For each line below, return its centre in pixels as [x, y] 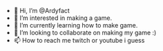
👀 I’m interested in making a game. [63, 18]
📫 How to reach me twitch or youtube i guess [79, 40]
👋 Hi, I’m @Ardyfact [42, 11]
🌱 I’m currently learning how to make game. [76, 25]
